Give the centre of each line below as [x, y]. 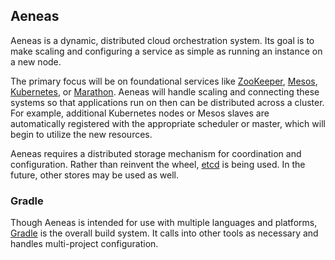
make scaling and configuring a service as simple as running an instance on [166, 51]
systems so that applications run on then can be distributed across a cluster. [167, 102]
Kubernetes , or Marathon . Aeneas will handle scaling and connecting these [165, 91]
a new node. [36, 61]
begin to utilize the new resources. [81, 134]
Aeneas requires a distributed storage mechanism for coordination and [156, 153]
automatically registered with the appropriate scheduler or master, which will [168, 123]
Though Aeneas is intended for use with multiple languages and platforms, [164, 223]
